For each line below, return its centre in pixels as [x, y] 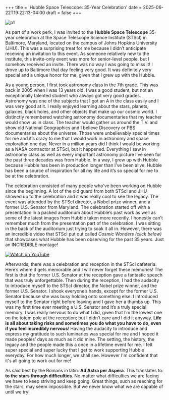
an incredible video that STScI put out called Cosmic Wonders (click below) [83, 234]
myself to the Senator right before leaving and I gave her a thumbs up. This [83, 302]
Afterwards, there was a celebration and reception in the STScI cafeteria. [81, 264]
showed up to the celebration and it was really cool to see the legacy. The [82, 196]
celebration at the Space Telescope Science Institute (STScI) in [81, 38]
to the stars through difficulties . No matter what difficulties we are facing [82, 376]
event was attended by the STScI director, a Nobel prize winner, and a [78, 202]
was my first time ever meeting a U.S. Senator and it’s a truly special [76, 307]
